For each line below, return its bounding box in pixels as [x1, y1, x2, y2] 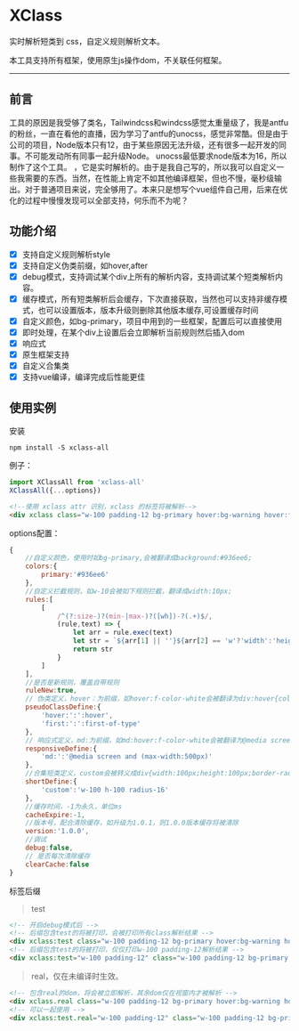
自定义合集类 [21, 361, 69, 371]
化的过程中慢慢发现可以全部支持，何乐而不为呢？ [9, 195, 189, 206]
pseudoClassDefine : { [25, 702, 101, 712]
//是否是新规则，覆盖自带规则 [25, 678, 120, 686]
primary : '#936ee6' [41, 571, 109, 580]
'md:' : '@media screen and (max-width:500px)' [41, 752, 214, 761]
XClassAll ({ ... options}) [9, 486, 101, 495]
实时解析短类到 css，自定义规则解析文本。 [9, 36, 165, 46]
